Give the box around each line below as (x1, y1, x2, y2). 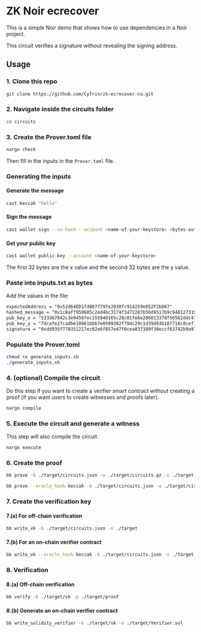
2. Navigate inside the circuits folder (6, 105, 114, 113)
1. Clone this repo (6, 77, 58, 86)
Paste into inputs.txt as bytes (6, 279, 93, 287)
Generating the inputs (6, 172, 71, 180)
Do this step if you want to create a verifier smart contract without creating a (6, 388, 195, 395)
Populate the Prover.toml (6, 340, 80, 349)
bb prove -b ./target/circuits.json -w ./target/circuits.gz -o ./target (6, 472, 194, 479)
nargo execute (6, 444, 42, 450)
